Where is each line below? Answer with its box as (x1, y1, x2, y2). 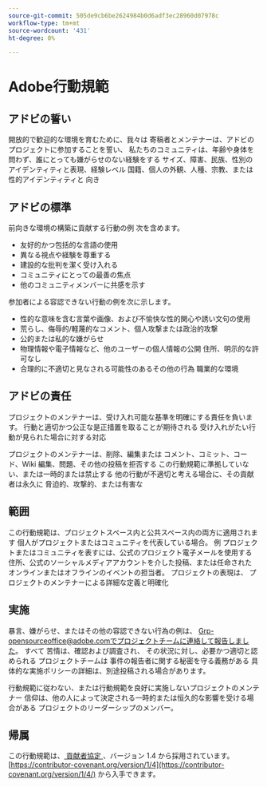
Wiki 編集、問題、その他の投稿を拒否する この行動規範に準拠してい (22, 459, 243, 468)
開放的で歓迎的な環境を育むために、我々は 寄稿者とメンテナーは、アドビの (8, 135, 255, 145)
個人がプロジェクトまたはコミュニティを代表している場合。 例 (17, 537, 222, 547)
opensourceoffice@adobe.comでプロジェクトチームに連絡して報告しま (8, 636, 243, 646)
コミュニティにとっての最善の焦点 (19, 270, 132, 280)
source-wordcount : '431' (8, 26, 91, 34)
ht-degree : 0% (8, 34, 56, 42)
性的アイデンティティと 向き (8, 175, 100, 185)
